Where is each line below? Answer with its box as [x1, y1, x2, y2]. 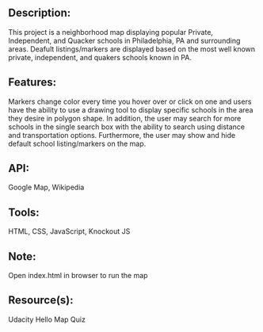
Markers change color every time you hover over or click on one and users [8, 97, 252, 106]
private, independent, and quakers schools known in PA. [8, 52, 192, 62]
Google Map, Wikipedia [8, 182, 85, 193]
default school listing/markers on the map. [8, 139, 147, 148]
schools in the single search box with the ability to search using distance [8, 122, 246, 132]
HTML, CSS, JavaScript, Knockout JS [8, 227, 131, 236]
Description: [8, 6, 71, 20]
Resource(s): [8, 293, 74, 307]
